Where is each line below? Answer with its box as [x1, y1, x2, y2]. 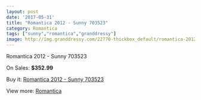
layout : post [6, 8, 39, 15]
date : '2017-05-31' [6, 14, 55, 20]
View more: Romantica [6, 87, 62, 94]
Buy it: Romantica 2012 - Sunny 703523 [6, 76, 104, 83]
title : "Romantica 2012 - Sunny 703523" [6, 20, 109, 26]
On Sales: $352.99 [6, 64, 54, 71]
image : [6, 36, 23, 42]
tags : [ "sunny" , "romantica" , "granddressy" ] [6, 31, 117, 37]
